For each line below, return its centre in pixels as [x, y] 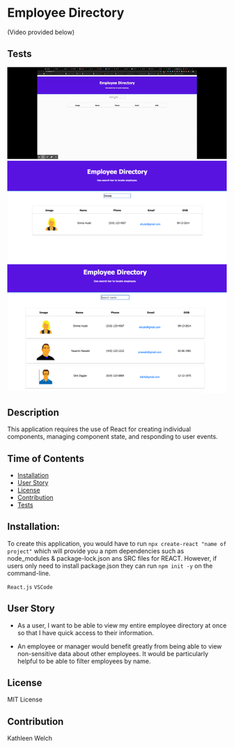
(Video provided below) [41, 32]
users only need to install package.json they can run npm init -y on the [110, 566]
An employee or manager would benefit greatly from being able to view [119, 646]
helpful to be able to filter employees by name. [84, 661]
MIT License [25, 700]
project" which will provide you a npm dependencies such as [96, 551]
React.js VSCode [30, 587]
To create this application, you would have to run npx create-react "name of [117, 543]
